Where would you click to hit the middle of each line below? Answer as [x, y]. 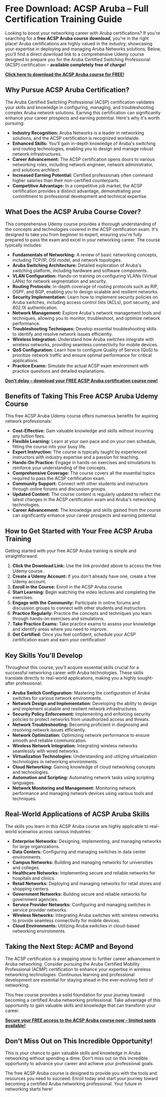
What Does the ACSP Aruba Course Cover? [73, 212]
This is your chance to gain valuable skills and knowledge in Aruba [73, 1053]
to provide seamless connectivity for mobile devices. [66, 920]
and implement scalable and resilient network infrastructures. [75, 709]
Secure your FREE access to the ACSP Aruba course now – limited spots [81, 1020]
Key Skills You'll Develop [44, 655]
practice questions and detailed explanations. [59, 371]
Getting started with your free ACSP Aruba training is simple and [71, 551]
